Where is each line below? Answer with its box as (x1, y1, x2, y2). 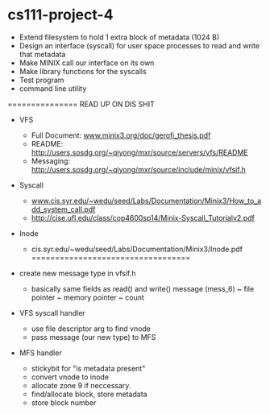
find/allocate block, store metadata (31, 389, 147, 399)
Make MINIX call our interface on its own (19, 58, 155, 68)
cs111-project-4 (7, 6, 114, 24)
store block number (31, 397, 97, 408)
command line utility (19, 83, 87, 93)
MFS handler (19, 348, 62, 358)
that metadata (19, 49, 66, 59)
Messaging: (31, 155, 70, 166)
